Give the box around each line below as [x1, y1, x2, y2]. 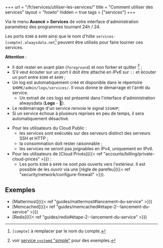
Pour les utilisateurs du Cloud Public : [12, 125, 87, 131]
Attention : [5, 53, 27, 60]
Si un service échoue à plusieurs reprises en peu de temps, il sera [12, 110, 144, 116]
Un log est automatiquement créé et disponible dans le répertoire [12, 80, 143, 86]
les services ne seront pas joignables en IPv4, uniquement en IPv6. [19, 146, 154, 152]
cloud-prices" [12, 156, 40, 162]
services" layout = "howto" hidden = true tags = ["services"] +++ [5, 9, 136, 15]
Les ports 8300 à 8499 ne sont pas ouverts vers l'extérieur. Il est [19, 161, 146, 167]
